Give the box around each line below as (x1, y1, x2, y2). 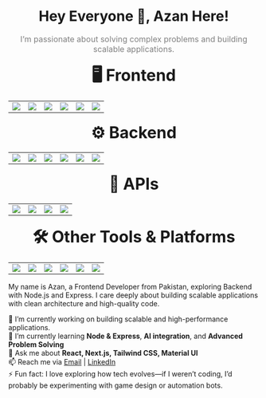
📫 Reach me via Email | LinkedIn (8, 357, 116, 366)
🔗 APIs (108, 173, 159, 194)
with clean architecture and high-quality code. (8, 298, 160, 308)
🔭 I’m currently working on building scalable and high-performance (8, 314, 229, 324)
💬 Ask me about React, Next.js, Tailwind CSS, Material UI (8, 348, 198, 357)
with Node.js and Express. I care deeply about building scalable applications (8, 290, 259, 300)
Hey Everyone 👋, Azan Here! (38, 7, 229, 26)
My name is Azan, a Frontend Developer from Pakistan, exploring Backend (8, 282, 252, 291)
